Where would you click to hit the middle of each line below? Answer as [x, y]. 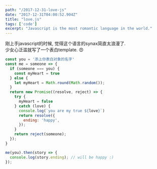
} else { [19, 78]
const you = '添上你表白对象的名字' [40, 59]
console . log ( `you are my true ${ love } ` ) [62, 111]
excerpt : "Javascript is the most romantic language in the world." [79, 29]
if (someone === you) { [35, 68]
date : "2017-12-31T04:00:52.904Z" [42, 15]
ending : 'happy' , [41, 120]
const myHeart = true [37, 73]
